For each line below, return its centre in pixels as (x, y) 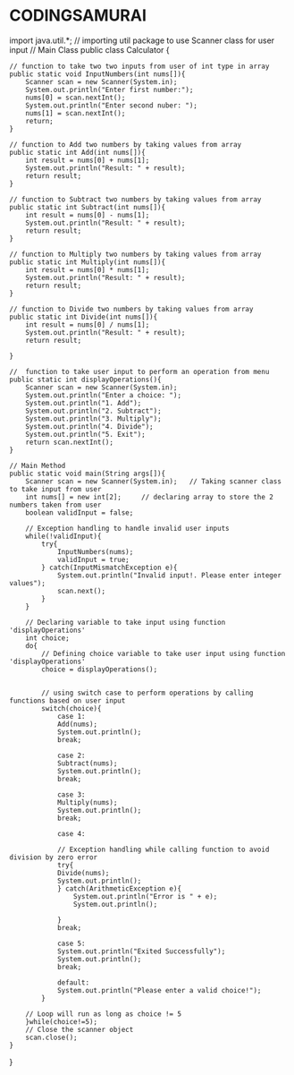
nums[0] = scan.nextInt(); (76, 98)
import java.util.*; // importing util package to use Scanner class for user (142, 40)
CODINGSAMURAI (78, 16)
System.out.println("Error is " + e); (145, 896)
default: (73, 982)
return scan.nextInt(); (70, 442)
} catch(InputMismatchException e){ (109, 567)
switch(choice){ (71, 708)
